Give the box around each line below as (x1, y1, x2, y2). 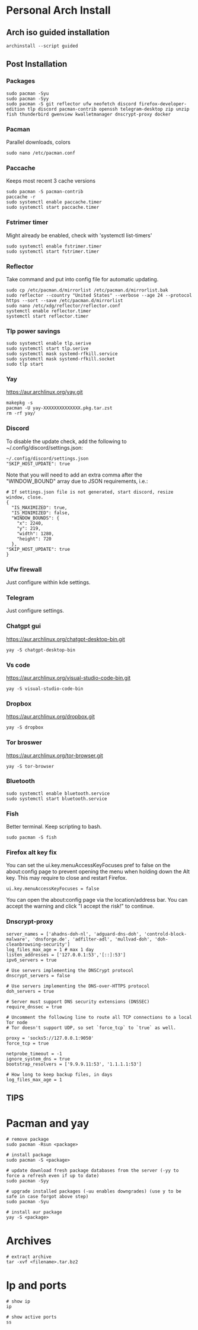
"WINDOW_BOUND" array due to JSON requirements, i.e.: (6, 477, 148, 485)
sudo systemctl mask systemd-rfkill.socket (6, 356, 116, 362)
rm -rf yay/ (6, 410, 36, 416)
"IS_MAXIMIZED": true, (11, 504, 68, 510)
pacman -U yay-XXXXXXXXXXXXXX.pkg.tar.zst (6, 405, 113, 411)
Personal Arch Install (6, 4, 111, 17)
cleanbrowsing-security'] (6, 941, 70, 948)
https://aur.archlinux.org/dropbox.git (6, 713, 95, 720)
